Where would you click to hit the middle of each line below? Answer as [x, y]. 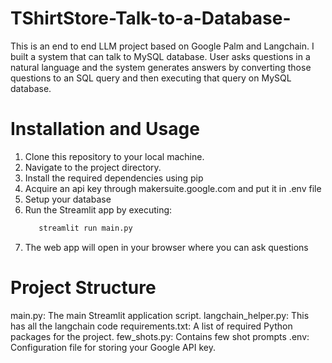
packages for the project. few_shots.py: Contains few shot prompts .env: [160, 336]
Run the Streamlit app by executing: [98, 209]
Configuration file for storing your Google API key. [113, 347]
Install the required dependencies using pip [114, 178]
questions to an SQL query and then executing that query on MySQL [151, 78]
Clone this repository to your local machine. [114, 156]
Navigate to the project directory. [93, 167]
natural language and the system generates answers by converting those [161, 67]
